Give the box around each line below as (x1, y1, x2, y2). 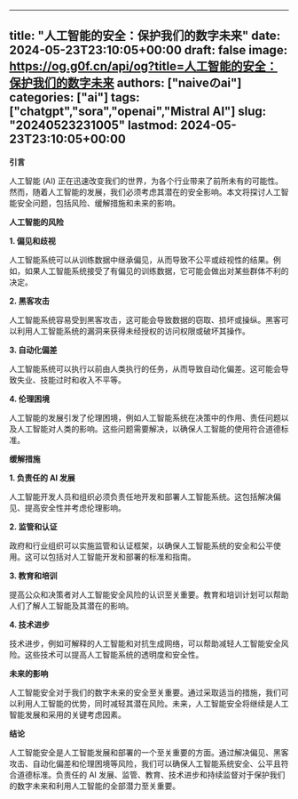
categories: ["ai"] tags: (9, 90, 140, 105)
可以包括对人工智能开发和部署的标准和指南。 (32, 551, 196, 561)
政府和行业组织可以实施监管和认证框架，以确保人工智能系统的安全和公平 (9, 540, 273, 551)
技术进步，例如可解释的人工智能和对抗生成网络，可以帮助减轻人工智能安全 (9, 638, 281, 649)
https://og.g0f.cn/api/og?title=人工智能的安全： (9, 59, 278, 74)
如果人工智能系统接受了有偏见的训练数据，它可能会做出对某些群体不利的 (24, 265, 289, 276)
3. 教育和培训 (9, 570, 58, 581)
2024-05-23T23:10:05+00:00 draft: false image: (9, 43, 288, 58)
